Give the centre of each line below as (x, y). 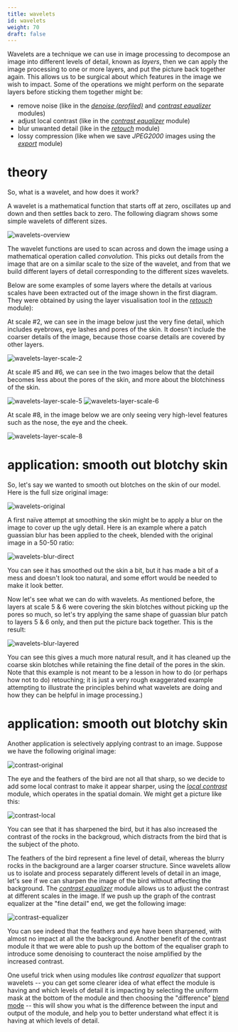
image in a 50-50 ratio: (41, 543)
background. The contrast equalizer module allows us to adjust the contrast (118, 889)
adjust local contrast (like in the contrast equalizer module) (104, 121)
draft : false (27, 34)
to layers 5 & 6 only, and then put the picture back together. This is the (110, 622)
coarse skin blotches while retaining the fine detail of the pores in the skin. (116, 665)
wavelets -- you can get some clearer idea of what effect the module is (111, 983)
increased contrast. (36, 961)
